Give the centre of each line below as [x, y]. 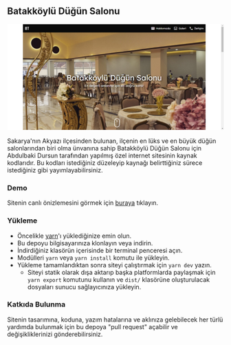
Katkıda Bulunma [36, 304]
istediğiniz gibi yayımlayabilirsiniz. [55, 170]
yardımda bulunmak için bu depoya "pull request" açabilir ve [92, 326]
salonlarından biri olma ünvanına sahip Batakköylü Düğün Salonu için [104, 148]
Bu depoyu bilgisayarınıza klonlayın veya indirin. [85, 243]
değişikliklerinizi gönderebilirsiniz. [55, 334]
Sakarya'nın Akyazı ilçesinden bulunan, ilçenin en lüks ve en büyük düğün [112, 141]
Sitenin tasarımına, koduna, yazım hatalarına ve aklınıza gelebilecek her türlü [115, 320]
